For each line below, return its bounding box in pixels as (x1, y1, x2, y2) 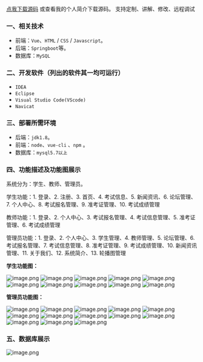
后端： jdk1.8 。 (15, 133, 53, 141)
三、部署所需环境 (6, 118, 56, 127)
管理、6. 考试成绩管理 (6, 221, 61, 229)
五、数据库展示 (6, 335, 50, 343)
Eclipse (15, 90, 35, 97)
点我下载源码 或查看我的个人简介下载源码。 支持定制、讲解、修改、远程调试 (6, 5, 195, 12)
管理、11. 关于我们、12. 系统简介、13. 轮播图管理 (6, 250, 126, 257)
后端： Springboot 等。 (15, 44, 70, 52)
